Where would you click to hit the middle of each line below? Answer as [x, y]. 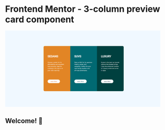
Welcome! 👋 [24, 121]
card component [40, 19]
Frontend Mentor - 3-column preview [83, 9]
